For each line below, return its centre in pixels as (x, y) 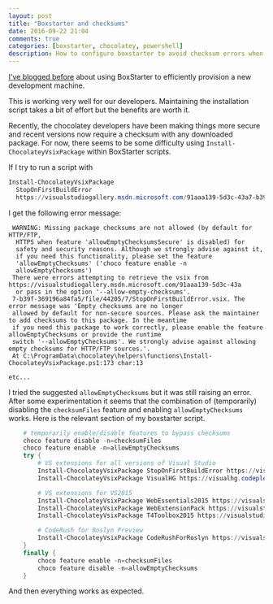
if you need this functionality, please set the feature (114, 256)
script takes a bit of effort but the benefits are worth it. (100, 110)
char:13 (130, 363)
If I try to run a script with (51, 167)
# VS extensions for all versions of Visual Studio (127, 463)
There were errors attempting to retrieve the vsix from (110, 277)
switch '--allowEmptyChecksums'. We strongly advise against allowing (134, 341)
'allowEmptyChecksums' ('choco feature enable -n (101, 263)
